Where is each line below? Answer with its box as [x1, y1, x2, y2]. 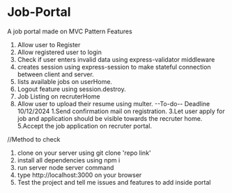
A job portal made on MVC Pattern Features [7, 27, 132, 35]
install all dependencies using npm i [17, 156, 121, 164]
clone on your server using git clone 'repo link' [17, 149, 151, 157]
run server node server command [17, 163, 114, 171]
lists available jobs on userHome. [17, 77, 113, 85]
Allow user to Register [17, 40, 81, 49]
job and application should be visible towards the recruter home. [17, 114, 203, 122]
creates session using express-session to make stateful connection [17, 62, 211, 71]
